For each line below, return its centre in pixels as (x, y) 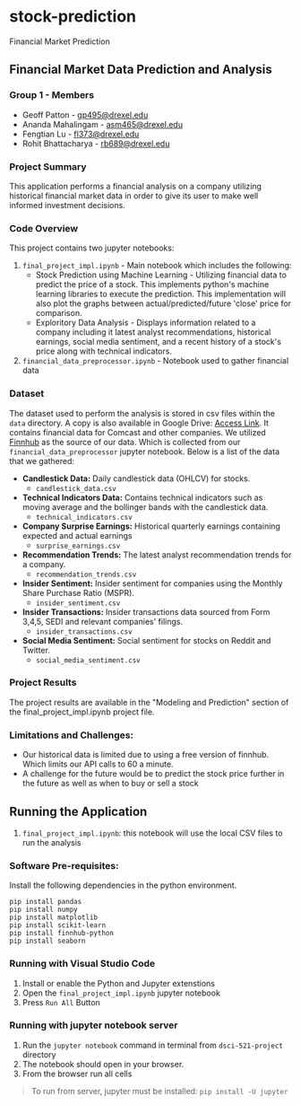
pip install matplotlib (54, 917)
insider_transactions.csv (84, 631)
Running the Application (78, 811)
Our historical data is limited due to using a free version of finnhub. (146, 755)
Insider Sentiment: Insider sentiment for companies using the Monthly (152, 583)
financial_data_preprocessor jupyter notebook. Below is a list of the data (145, 452)
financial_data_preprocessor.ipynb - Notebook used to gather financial (155, 361)
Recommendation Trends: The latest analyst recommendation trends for (157, 555)
